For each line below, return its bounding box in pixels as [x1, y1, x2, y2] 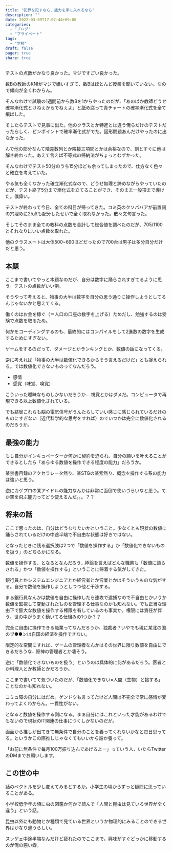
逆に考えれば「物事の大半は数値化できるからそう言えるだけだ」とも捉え [5, 357, 158, 363]
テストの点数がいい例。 [14, 283, 64, 289]
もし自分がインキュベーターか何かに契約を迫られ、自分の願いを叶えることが [5, 453, 167, 459]
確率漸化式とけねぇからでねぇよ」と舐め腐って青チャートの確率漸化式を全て [5, 105, 166, 111]
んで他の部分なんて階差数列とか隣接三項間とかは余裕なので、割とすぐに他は [5, 146, 166, 152]
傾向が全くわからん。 [9, 87, 55, 94]
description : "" [5, 12, 40, 17]
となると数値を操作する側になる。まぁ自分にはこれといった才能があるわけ [5, 711, 162, 717]
